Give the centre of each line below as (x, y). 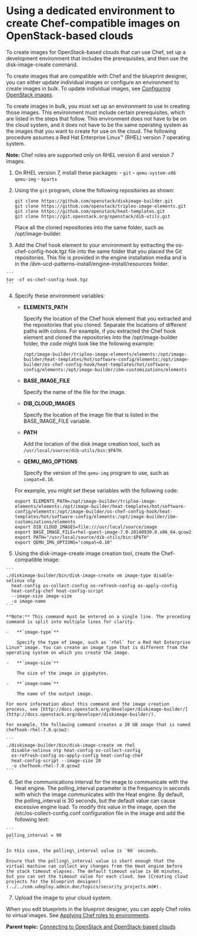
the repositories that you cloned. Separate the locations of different (105, 325)
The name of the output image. (55, 694)
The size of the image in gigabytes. (63, 673)
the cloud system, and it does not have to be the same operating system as (97, 125)
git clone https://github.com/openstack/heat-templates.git (90, 211)
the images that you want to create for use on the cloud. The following (91, 131)
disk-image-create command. (42, 64)
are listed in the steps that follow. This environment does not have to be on (96, 118)
